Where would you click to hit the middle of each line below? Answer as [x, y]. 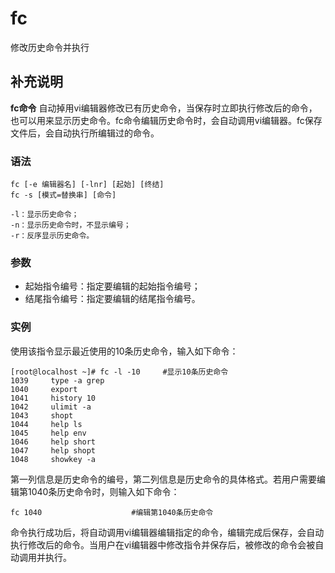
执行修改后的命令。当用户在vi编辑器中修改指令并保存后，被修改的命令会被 [163, 544]
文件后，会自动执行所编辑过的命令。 [85, 133]
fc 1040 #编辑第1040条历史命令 [112, 512]
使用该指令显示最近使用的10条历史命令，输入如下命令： [124, 351]
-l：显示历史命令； [45, 215]
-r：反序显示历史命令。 [52, 236]
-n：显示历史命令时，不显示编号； [71, 225]
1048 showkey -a [53, 459]
